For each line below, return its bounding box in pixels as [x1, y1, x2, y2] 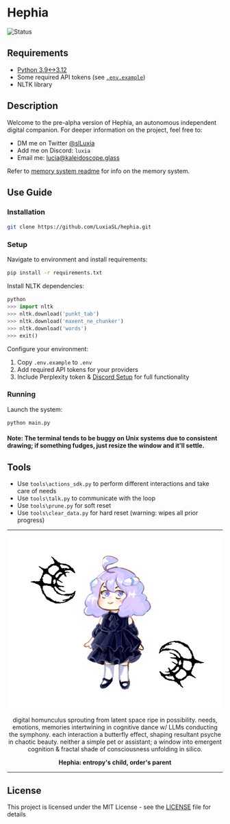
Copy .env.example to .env [16, 358, 92, 366]
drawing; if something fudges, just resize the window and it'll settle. [7, 441, 205, 450]
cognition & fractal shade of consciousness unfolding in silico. [27, 745, 203, 753]
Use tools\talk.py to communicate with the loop [16, 494, 156, 502]
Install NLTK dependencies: [7, 282, 84, 290]
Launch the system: [7, 405, 63, 413]
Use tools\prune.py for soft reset [16, 502, 112, 510]
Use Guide [7, 187, 53, 198]
